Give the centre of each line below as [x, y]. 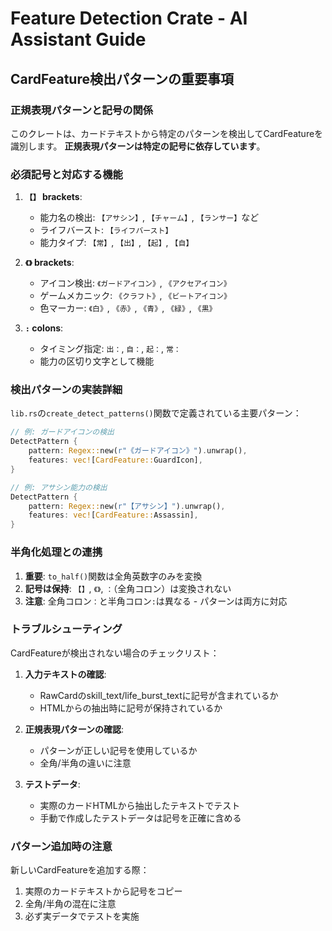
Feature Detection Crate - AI [129, 18]
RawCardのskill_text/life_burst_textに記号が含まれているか [159, 695]
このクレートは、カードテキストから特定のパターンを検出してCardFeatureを [167, 133]
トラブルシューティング [66, 629]
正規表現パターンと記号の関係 [82, 110]
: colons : [44, 328]
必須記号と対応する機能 [66, 174]
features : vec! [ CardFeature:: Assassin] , [113, 515]
